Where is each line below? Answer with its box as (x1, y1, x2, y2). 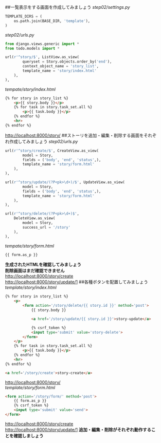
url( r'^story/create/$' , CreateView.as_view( (5, 148, 99, 153)
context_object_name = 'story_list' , (22, 64, 99, 69)
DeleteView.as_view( (14, 216, 55, 221)
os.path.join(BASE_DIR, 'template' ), (14, 19, 90, 23)
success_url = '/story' (22, 225, 71, 230)
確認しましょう (13, 433, 44, 439)
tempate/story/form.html (5, 243, 54, 249)
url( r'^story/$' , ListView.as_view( (5, 55, 79, 60)
